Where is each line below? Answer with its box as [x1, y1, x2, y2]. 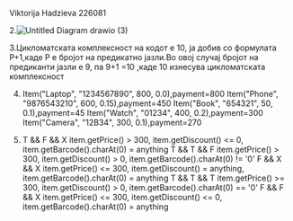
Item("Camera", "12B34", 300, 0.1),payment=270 [22, 117, 202, 128]
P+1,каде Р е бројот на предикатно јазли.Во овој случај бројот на [9, 52, 259, 62]
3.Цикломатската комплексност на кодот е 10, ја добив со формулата [9, 42, 277, 53]
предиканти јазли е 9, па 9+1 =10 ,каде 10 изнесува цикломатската [9, 62, 266, 72]
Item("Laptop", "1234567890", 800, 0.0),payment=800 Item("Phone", [22, 89, 279, 99]
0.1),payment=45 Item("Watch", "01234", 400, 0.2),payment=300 [22, 108, 263, 118]
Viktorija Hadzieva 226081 [9, 8, 106, 18]
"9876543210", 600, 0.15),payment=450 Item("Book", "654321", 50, [22, 98, 273, 109]
